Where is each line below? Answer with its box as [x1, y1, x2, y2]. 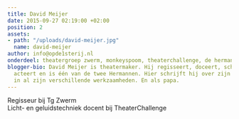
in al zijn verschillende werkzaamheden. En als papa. [14, 76, 180, 84]
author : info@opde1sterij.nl [7, 51, 94, 58]
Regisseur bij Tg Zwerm [7, 96, 77, 105]
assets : [7, 30, 31, 38]
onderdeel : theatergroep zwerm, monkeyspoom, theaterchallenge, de [7, 57, 212, 64]
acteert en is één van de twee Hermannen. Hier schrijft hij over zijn [14, 70, 231, 77]
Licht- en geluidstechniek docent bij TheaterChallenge [7, 104, 167, 113]
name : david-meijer [14, 43, 72, 51]
